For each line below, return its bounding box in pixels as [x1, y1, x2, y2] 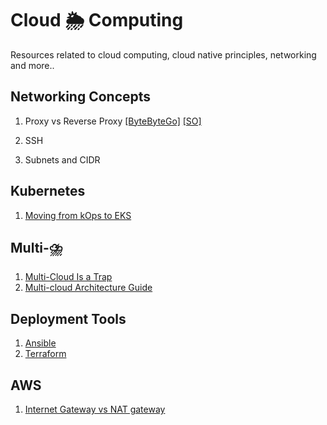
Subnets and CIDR [24, 153, 101, 166]
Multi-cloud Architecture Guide [24, 282, 153, 294]
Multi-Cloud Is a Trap [24, 271, 113, 283]
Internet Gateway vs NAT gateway [24, 403, 166, 415]
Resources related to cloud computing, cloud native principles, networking [10, 48, 317, 61]
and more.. [10, 59, 55, 71]
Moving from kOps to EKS [24, 209, 132, 221]
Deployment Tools [10, 310, 127, 327]
